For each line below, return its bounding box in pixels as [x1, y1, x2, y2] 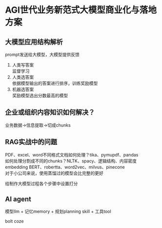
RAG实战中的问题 [5, 138, 58, 146]
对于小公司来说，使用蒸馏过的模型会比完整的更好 [5, 170, 103, 176]
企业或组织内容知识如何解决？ [5, 108, 95, 116]
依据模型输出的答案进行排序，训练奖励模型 [12, 80, 98, 86]
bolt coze [5, 218, 24, 224]
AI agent [5, 195, 32, 204]
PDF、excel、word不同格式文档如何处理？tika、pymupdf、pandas [5, 152, 139, 158]
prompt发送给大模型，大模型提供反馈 [5, 52, 80, 57]
